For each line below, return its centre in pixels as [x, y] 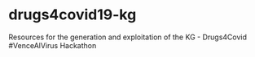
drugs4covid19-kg [73, 15]
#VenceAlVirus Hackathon [53, 45]
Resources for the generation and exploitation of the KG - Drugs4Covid [127, 37]
